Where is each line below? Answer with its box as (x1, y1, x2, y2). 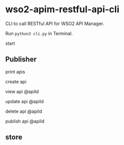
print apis (5, 68, 26, 75)
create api (5, 78, 27, 85)
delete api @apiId (5, 108, 43, 114)
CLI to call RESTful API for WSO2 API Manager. (5, 20, 105, 27)
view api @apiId (5, 88, 39, 94)
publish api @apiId (5, 118, 45, 124)
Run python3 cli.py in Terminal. (5, 30, 73, 36)
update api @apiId (5, 98, 44, 104)
